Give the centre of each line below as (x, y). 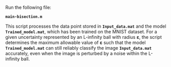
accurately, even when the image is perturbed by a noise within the (76, 53)
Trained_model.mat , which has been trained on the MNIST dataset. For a (81, 32)
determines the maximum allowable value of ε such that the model (75, 42)
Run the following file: (28, 7)
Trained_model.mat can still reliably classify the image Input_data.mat (79, 48)
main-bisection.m (24, 17)
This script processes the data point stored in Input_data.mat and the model (86, 26)
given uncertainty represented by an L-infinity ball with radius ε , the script (83, 37)
